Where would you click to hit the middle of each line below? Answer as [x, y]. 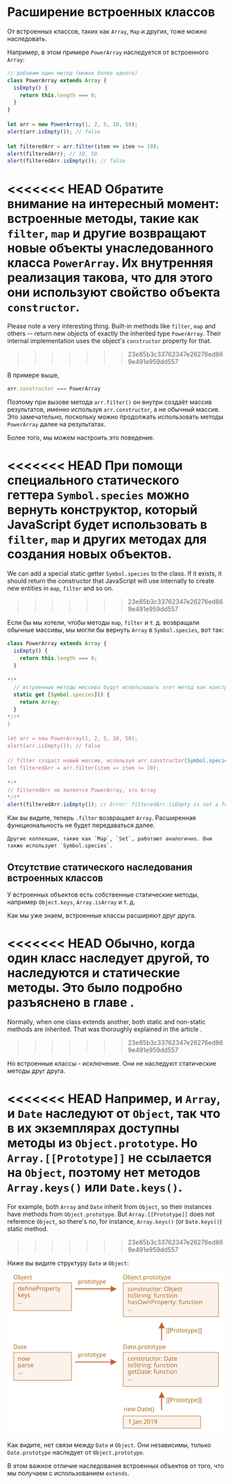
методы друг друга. [36, 1071]
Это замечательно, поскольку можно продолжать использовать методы [115, 417]
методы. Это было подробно [95, 988]
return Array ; [40, 702]
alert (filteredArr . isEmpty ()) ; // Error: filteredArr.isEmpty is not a [113, 805]
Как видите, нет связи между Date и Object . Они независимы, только [109, 1444]
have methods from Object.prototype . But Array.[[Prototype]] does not [111, 1214]
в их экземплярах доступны [93, 1128]
